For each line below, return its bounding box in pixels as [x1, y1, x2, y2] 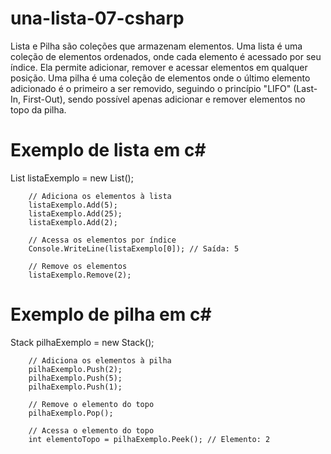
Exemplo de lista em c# [10, 139, 207, 162]
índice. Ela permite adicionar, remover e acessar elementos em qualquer [10, 61, 308, 73]
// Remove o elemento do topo [28, 399, 155, 409]
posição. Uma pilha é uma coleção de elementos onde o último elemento [10, 72, 311, 84]
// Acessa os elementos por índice [28, 235, 177, 245]
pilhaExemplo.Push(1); [28, 382, 123, 392]
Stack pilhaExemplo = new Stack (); [10, 336, 155, 348]
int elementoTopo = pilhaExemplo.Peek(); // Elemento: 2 [28, 434, 271, 444]
